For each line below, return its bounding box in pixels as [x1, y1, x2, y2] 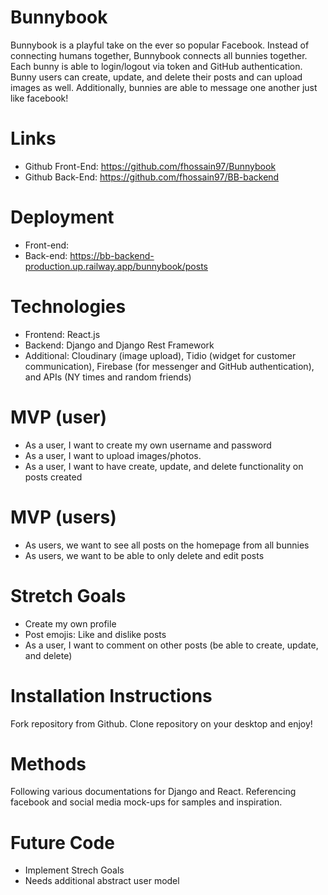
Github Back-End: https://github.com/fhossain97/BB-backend [24, 171, 280, 183]
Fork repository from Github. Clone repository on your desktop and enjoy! [10, 717, 313, 730]
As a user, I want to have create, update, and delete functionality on [24, 460, 304, 472]
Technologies [10, 296, 127, 318]
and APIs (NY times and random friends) [24, 371, 192, 383]
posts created [24, 471, 83, 483]
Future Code [10, 831, 115, 854]
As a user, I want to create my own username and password [24, 439, 272, 451]
